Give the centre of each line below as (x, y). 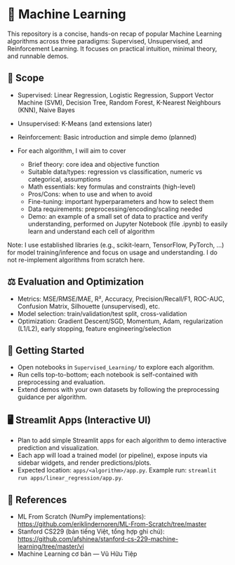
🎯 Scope (26, 78)
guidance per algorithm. (52, 397)
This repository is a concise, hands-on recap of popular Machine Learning (115, 34)
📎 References (37, 499)
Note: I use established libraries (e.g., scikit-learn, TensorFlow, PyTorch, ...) (116, 245)
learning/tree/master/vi (51, 546)
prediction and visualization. (58, 448)
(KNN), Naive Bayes (46, 110)
